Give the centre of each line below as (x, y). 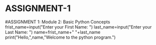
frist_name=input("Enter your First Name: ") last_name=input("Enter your (78, 27)
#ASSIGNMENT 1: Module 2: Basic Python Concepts (58, 22)
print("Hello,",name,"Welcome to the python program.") (60, 37)
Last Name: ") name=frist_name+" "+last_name (53, 32)
